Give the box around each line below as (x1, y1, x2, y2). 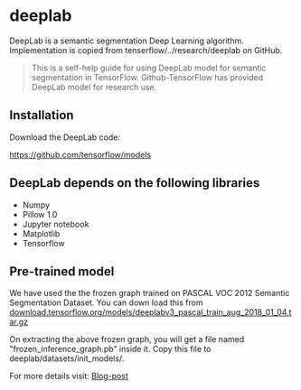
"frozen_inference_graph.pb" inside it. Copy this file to (9, 344, 212, 355)
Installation (9, 107, 74, 123)
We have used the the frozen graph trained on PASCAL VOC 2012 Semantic (9, 288, 290, 299)
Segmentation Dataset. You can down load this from (9, 297, 203, 308)
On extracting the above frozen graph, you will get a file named (9, 334, 245, 345)
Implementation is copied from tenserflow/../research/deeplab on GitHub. (9, 44, 283, 55)
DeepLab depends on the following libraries (9, 175, 260, 190)
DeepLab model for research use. (31, 81, 157, 92)
